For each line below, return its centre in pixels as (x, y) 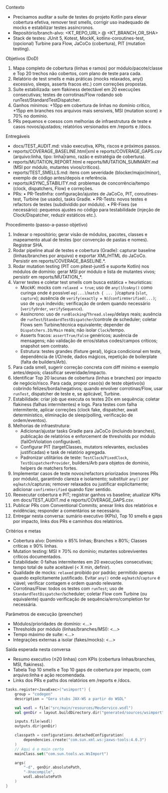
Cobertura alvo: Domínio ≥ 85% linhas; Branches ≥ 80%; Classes (80, 540)
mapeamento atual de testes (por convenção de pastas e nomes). (81, 240)
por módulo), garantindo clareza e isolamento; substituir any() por (81, 479)
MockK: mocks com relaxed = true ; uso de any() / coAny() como (86, 287)
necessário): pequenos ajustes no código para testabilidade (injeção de (86, 210)
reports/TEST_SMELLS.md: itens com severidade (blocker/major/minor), (87, 172)
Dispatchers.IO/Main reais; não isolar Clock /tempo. (73, 330)
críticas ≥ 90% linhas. (35, 546)
